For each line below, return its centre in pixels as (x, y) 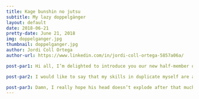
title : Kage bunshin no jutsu (44, 11)
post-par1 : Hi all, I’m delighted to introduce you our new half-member (98, 66)
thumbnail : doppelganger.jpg (42, 45)
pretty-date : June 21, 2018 (41, 34)
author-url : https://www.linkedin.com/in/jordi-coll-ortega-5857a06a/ (95, 55)
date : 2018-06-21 (28, 28)
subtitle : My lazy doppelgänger (46, 17)
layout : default (26, 22)
